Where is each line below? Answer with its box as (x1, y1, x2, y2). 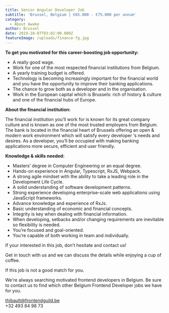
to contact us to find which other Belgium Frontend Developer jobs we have (5, 282, 162, 288)
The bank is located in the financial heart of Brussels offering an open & (5, 127, 154, 133)
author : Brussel (5, 26, 39, 31)
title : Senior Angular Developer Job (5, 7, 85, 13)
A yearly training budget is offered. (12, 70, 85, 76)
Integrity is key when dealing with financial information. (12, 211, 128, 217)
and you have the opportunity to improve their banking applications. (12, 80, 154, 86)
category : (5, 17, 26, 22)
